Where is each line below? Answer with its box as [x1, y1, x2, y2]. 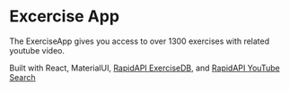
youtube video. [9, 45, 66, 55]
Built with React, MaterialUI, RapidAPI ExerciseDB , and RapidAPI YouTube [9, 62, 280, 73]
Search [9, 71, 36, 82]
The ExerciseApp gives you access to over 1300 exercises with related [9, 36, 270, 46]
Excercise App [9, 6, 119, 27]
